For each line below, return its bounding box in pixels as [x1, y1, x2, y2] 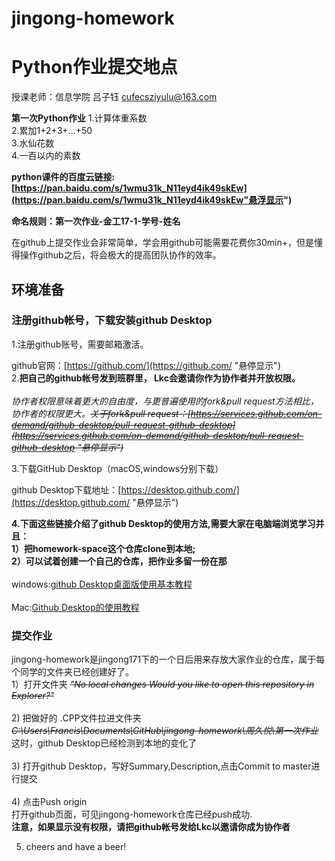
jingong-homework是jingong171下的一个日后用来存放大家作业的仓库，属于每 [11, 653, 326, 666]
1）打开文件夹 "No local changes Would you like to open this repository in [11, 678, 315, 691]
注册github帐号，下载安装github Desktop [11, 313, 213, 327]
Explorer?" [11, 690, 55, 702]
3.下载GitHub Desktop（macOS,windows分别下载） [11, 462, 224, 474]
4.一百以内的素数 [11, 150, 81, 162]
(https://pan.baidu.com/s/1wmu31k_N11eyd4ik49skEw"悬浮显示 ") [11, 194, 293, 206]
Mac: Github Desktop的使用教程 [11, 601, 140, 613]
